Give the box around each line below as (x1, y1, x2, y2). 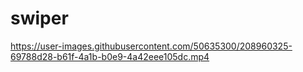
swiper (10, 7, 69, 30)
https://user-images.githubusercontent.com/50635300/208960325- (10, 40, 293, 52)
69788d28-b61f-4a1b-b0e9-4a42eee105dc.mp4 (10, 50, 210, 62)
